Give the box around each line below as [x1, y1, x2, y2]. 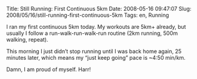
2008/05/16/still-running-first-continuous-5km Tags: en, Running [6, 11, 170, 19]
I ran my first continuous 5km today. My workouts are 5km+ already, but [6, 24, 186, 30]
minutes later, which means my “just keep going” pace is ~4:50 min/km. [6, 54, 186, 61]
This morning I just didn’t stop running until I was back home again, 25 [6, 48, 182, 55]
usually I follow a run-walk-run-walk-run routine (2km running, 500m [6, 30, 178, 37]
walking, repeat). [6, 36, 48, 43]
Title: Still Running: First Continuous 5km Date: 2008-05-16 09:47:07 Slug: [6, 5, 192, 12]
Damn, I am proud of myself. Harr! [6, 66, 91, 73]
